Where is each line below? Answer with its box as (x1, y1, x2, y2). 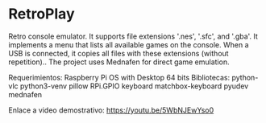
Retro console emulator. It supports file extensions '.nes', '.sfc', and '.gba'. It (8, 31, 258, 41)
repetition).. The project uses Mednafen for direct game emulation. (8, 57, 230, 67)
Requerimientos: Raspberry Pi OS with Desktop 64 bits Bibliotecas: (8, 72, 231, 82)
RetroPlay (8, 5, 75, 23)
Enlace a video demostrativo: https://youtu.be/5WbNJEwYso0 (8, 105, 214, 115)
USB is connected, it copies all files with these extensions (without (8, 48, 229, 58)
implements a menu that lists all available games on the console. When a (8, 39, 249, 49)
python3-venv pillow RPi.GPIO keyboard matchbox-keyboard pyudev (19, 81, 249, 91)
